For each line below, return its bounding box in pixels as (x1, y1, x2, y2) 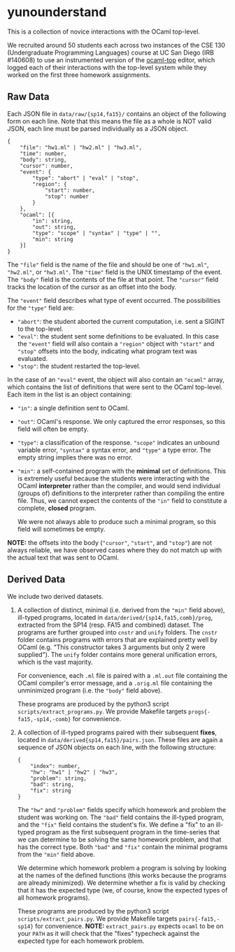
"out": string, (32, 223, 77, 231)
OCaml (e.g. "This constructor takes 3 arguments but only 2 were (17, 643, 206, 651)
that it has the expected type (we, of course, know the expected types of (17, 886, 228, 894)
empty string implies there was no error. (17, 453, 133, 462)
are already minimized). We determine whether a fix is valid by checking (17, 879, 226, 887)
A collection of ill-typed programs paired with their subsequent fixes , (17, 728, 217, 737)
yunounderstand (7, 4, 107, 20)
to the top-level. (17, 325, 64, 333)
